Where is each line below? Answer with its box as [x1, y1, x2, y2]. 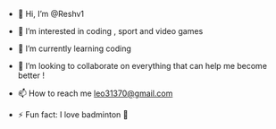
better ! [17, 70, 45, 81]
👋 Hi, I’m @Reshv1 [17, 9, 85, 19]
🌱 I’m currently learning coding [17, 43, 132, 54]
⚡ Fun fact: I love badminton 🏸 [17, 109, 129, 120]
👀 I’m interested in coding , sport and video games [17, 26, 204, 36]
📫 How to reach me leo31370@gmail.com [17, 88, 173, 99]
